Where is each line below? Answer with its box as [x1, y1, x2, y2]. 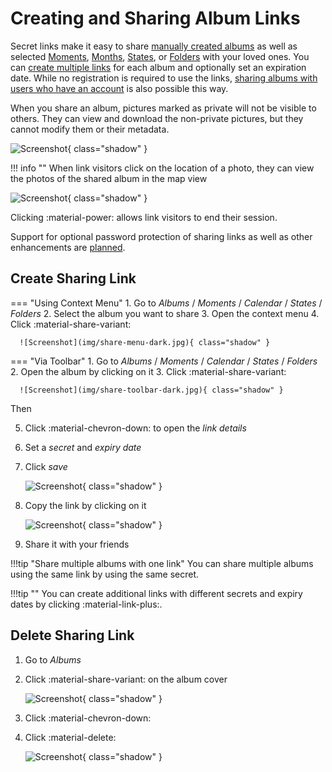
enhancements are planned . [10, 241, 126, 253]
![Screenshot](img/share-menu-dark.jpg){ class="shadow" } [19, 337, 271, 347]
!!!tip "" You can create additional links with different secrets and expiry [10, 587, 303, 599]
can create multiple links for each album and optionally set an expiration [10, 61, 307, 73]
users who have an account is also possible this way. [10, 82, 229, 94]
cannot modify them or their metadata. [10, 123, 170, 135]
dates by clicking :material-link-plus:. [10, 598, 163, 610]
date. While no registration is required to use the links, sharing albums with [10, 72, 318, 84]
